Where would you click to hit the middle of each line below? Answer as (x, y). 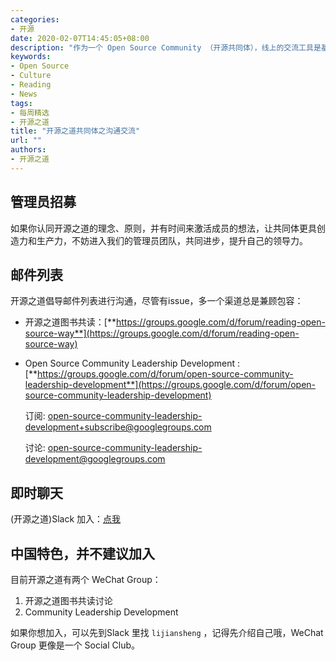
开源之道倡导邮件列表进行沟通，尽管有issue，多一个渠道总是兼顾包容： (157, 301)
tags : (21, 103)
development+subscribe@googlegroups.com (118, 427)
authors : (28, 150)
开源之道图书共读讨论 (68, 600)
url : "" (26, 141)
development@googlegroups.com (95, 459)
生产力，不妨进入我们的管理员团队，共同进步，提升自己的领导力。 (172, 240)
